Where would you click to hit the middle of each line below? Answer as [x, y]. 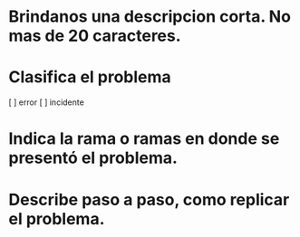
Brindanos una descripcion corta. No [150, 17]
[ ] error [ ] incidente [47, 102]
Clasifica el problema [90, 77]
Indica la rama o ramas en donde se [144, 139]
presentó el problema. [93, 158]
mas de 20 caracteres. [95, 36]
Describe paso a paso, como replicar [149, 199]
